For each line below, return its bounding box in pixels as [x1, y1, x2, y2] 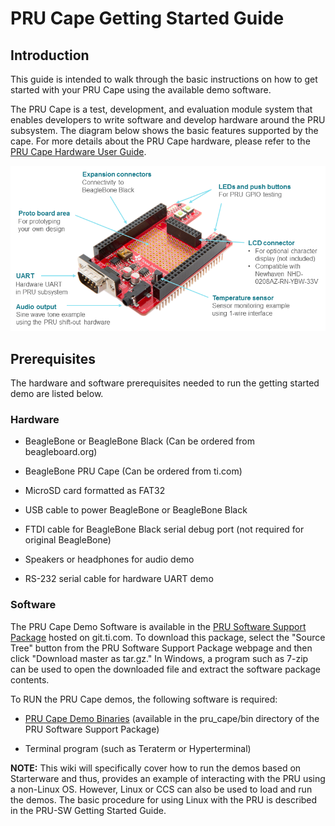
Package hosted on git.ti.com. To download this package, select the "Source [10, 631, 326, 643]
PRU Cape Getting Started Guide [10, 7, 285, 30]
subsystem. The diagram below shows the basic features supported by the [10, 125, 319, 136]
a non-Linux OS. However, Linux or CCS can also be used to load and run [10, 783, 313, 795]
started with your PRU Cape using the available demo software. [10, 84, 272, 96]
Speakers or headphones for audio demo [24, 553, 195, 566]
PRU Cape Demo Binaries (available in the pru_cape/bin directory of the [24, 712, 320, 724]
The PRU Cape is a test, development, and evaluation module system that [10, 103, 313, 115]
